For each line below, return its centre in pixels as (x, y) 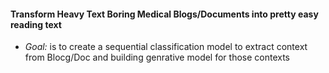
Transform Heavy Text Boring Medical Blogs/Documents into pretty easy (164, 14)
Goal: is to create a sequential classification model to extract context (166, 47)
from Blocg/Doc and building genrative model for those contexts (157, 57)
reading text (36, 24)
